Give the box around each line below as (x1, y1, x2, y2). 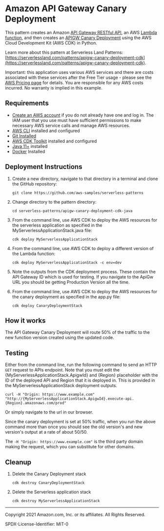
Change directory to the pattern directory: (12, 199, 97, 205)
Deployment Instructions (5, 162, 82, 171)
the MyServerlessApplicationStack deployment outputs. (5, 383, 117, 389)
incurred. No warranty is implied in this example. (5, 85, 102, 91)
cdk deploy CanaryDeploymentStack (12, 303, 82, 308)
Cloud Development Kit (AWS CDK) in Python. (5, 40, 98, 46)
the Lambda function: (12, 251, 56, 256)
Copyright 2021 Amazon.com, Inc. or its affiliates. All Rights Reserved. (5, 512, 145, 517)
